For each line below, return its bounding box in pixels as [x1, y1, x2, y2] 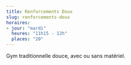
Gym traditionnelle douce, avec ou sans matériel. [6, 53, 126, 59]
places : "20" [11, 36, 44, 42]
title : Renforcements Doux [6, 8, 73, 15]
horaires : [6, 19, 31, 25]
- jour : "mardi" [6, 25, 46, 31]
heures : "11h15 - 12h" [11, 31, 68, 37]
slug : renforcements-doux [6, 14, 70, 20]
